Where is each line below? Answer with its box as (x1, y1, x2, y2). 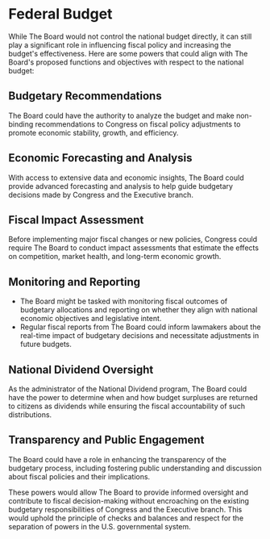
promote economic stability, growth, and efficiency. (8, 127, 179, 137)
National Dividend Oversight (8, 362, 154, 376)
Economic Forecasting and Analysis (8, 151, 193, 165)
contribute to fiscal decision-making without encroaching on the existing (8, 495, 250, 505)
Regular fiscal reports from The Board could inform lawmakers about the (19, 322, 261, 332)
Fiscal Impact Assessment (8, 213, 144, 227)
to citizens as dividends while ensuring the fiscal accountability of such (8, 401, 246, 411)
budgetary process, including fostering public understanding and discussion (8, 463, 262, 473)
